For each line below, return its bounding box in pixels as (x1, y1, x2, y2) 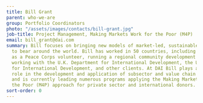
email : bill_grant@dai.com (6, 37, 74, 43)
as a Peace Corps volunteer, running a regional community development (11, 54, 196, 60)
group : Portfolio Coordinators (6, 20, 85, 26)
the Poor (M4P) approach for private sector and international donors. (11, 82, 196, 88)
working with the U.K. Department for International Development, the (11, 59, 193, 65)
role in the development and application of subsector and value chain (11, 71, 196, 77)
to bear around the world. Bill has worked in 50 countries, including (11, 48, 196, 55)
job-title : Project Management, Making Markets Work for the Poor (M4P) (6, 32, 193, 38)
